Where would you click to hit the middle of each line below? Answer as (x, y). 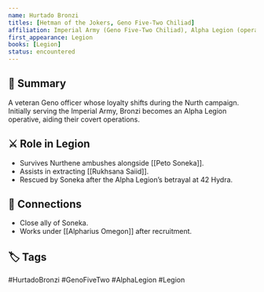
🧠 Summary (37, 84)
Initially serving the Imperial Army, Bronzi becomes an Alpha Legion (117, 111)
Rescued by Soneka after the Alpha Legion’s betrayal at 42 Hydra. (126, 179)
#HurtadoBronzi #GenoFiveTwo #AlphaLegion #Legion (97, 280)
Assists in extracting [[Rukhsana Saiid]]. (84, 171)
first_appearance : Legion (50, 37)
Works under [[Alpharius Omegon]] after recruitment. (106, 232)
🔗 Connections (45, 204)
